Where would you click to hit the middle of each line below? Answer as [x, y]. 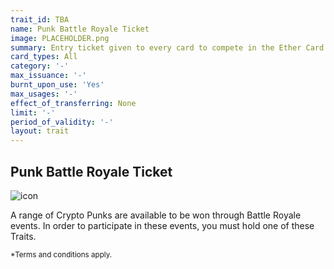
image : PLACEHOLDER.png [60, 38]
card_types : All [44, 57]
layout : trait [40, 131]
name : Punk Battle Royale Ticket [80, 29]
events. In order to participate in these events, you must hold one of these [162, 225]
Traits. [23, 236]
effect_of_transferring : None [73, 103]
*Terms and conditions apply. [61, 254]
